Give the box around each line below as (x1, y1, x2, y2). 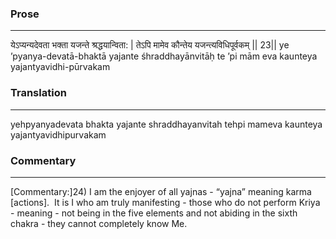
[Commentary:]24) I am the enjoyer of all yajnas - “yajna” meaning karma (10, 185, 312, 197)
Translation (10, 86, 67, 100)
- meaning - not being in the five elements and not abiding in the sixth (10, 207, 298, 219)
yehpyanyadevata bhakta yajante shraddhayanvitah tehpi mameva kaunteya (10, 118, 323, 130)
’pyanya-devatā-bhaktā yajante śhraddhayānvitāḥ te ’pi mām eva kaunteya (10, 50, 318, 62)
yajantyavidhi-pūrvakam (10, 61, 111, 73)
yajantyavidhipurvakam (10, 128, 107, 141)
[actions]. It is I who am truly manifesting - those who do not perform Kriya (10, 196, 321, 208)
